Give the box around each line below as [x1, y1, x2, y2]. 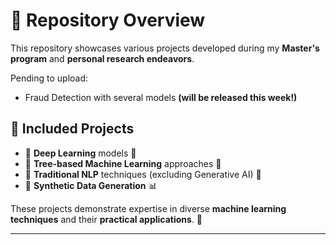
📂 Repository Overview [10, 9, 206, 32]
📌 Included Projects [10, 120, 135, 138]
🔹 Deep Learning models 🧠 [24, 147, 137, 159]
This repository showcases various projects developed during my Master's [10, 42, 320, 54]
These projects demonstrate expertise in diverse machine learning [10, 202, 287, 214]
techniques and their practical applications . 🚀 [10, 213, 203, 225]
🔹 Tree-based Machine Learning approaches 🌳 [24, 157, 222, 169]
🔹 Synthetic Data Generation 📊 [24, 179, 158, 191]
